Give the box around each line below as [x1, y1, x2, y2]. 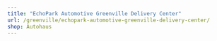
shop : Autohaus [7, 23, 52, 30]
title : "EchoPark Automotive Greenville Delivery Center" [7, 10, 182, 17]
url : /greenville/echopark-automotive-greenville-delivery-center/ [7, 17, 211, 24]
